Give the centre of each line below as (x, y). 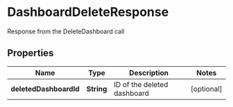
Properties (31, 53)
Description (149, 72)
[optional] (206, 89)
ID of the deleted (141, 84)
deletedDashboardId (45, 89)
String (97, 89)
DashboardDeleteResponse (88, 12)
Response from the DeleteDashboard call (66, 31)
